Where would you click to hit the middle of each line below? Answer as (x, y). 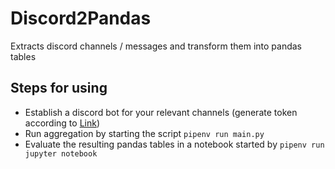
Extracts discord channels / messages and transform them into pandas (156, 46)
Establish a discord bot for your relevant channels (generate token (161, 112)
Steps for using (59, 88)
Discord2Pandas (81, 18)
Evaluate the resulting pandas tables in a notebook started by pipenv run (174, 144)
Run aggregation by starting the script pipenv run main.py (144, 133)
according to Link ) (62, 123)
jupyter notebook (61, 153)
